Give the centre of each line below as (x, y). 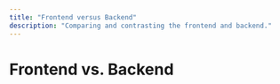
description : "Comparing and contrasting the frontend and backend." (141, 26)
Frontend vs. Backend (92, 69)
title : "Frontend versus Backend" (73, 17)
